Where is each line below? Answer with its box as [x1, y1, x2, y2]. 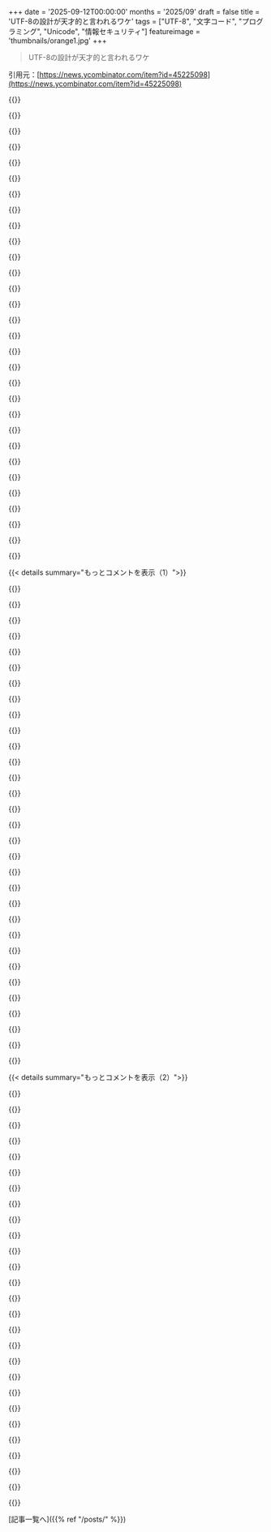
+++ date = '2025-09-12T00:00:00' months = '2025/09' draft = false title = [8, 7, 260, 16]
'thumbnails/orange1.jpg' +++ [8, 36, 107, 45]
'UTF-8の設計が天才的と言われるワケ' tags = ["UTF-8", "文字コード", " [8, 16, 243, 26]
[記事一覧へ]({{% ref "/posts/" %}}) [8, 1514, 127, 1524]
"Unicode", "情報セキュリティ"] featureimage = [43, 27, 200, 36]
